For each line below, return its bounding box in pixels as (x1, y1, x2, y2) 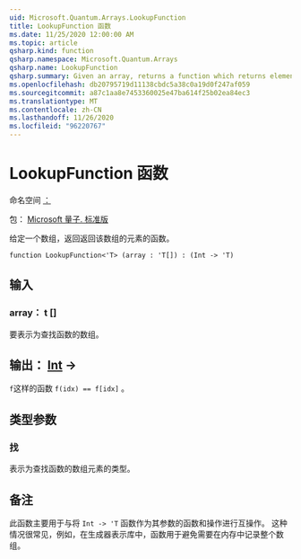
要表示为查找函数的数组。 (9, 329, 104, 340)
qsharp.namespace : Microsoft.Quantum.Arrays (9, 55, 178, 64)
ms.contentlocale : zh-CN (9, 105, 102, 114)
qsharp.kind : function (9, 47, 94, 56)
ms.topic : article (9, 38, 78, 48)
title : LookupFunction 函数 (9, 22, 112, 31)
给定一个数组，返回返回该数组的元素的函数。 (9, 233, 175, 244)
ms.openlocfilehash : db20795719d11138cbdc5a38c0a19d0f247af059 (9, 80, 251, 89)
